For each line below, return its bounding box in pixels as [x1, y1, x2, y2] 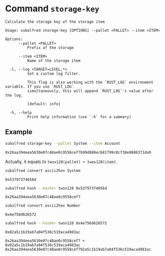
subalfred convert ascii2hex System [5, 168, 81, 173]
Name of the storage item [27, 58, 81, 63]
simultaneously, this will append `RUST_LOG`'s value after [27, 88, 154, 93]
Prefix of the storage [27, 45, 74, 50]
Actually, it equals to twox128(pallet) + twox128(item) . [5, 159, 118, 165]
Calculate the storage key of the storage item [5, 19, 105, 24]
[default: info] [27, 101, 61, 106]
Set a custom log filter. [27, 71, 81, 76]
